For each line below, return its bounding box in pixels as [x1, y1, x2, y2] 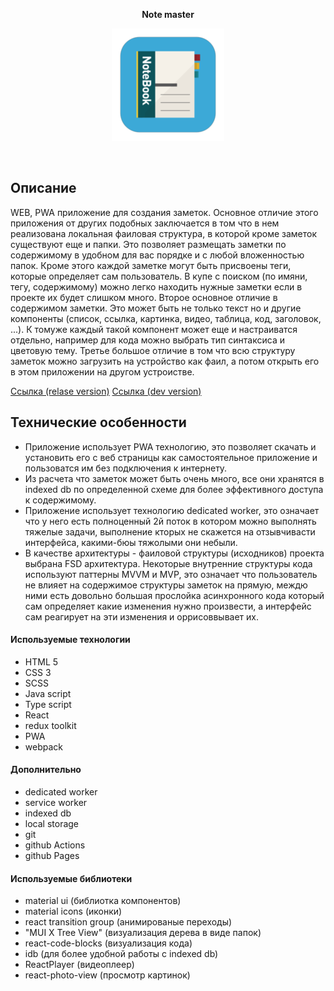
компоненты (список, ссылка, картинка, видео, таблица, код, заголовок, [10, 312, 322, 324]
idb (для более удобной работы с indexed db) [24, 948, 219, 960]
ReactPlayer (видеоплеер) [24, 959, 135, 971]
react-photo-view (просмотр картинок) [24, 969, 191, 981]
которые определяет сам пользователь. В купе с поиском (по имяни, [10, 270, 308, 282]
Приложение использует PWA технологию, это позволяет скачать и [24, 440, 317, 453]
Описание [10, 180, 77, 197]
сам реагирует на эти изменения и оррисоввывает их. [24, 610, 259, 623]
